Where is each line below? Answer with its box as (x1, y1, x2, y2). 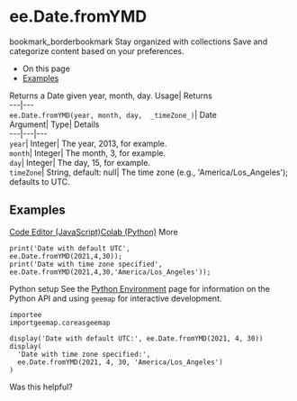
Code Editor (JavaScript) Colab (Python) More (9, 226, 178, 237)
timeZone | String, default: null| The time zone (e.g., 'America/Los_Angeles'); (9, 167, 288, 178)
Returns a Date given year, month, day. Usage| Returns (9, 90, 213, 101)
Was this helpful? (9, 381, 74, 392)
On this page (22, 63, 70, 74)
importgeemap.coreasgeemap (9, 318, 111, 327)
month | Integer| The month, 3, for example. (9, 147, 166, 159)
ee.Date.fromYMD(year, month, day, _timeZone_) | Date (9, 109, 218, 120)
